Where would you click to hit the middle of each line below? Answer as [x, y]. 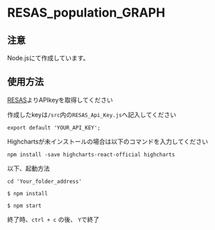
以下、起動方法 [28, 168]
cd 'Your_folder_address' [44, 182]
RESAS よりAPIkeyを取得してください [60, 100]
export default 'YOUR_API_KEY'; [54, 127]
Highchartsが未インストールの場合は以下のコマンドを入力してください [108, 141]
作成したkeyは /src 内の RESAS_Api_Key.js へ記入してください [92, 114]
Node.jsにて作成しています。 [48, 58]
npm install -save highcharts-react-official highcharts [91, 154]
